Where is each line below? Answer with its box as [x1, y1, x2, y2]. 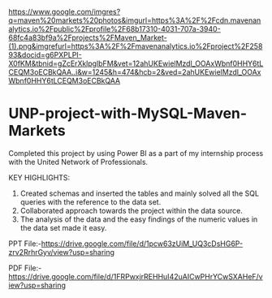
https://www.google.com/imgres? [8, 7, 121, 16]
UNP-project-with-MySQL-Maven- [8, 105, 248, 123]
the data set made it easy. [19, 222, 107, 232]
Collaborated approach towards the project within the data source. [19, 205, 244, 215]
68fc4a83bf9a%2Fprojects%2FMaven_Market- [8, 32, 168, 42]
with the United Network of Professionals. [8, 157, 149, 166]
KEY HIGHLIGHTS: [8, 172, 71, 182]
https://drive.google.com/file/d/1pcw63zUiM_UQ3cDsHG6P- [41, 239, 244, 248]
